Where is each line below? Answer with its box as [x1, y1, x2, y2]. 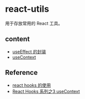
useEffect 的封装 [12, 48, 46, 55]
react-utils [5, 3, 49, 15]
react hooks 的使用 [12, 82, 51, 88]
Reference [5, 68, 38, 77]
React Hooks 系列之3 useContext [12, 88, 80, 94]
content [5, 35, 30, 43]
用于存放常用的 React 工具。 [5, 20, 63, 26]
